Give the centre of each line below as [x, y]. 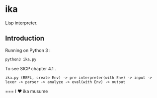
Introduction [25, 38]
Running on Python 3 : [28, 50]
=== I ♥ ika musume [27, 91]
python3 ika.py [21, 59]
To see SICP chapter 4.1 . [31, 68]
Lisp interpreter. [21, 23]
